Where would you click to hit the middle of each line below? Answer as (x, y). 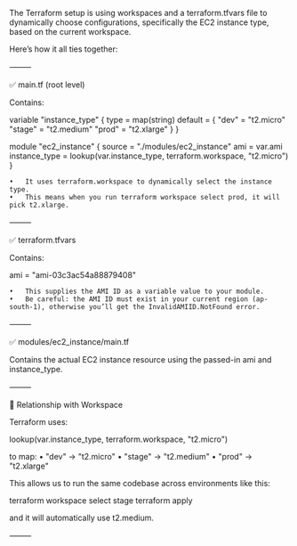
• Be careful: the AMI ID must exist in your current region (129, 299)
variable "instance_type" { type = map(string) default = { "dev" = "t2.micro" (148, 120)
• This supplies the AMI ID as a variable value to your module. (137, 291)
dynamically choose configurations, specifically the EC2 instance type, (139, 22)
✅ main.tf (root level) (47, 85)
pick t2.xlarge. (39, 205)
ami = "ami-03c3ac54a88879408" (72, 275)
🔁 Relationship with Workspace (66, 405)
